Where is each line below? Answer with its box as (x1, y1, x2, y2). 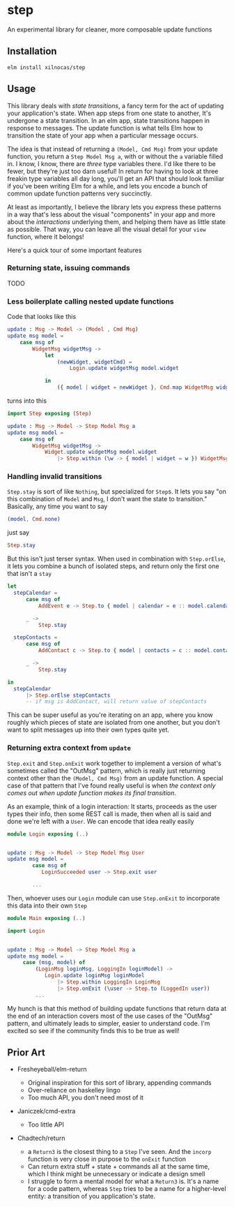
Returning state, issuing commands (7, 263, 130, 273)
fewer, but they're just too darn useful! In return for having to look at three (7, 167, 219, 175)
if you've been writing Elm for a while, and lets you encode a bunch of (7, 182, 208, 190)
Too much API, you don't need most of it (27, 1093, 144, 1102)
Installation (7, 45, 57, 57)
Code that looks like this (7, 313, 77, 321)
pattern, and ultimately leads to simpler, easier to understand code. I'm (7, 1019, 210, 1028)
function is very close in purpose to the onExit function (27, 1155, 187, 1164)
